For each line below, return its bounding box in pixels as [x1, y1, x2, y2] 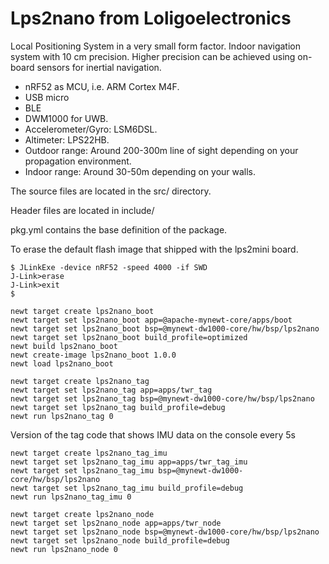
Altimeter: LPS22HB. [24, 133, 110, 146]
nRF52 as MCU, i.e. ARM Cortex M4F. [24, 80, 180, 92]
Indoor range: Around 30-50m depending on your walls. [24, 165, 257, 177]
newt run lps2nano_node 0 [10, 544, 118, 554]
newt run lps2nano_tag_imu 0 [10, 492, 132, 502]
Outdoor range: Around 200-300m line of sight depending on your [24, 144, 299, 156]
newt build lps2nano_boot [10, 341, 118, 351]
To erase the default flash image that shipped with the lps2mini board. [10, 243, 299, 255]
